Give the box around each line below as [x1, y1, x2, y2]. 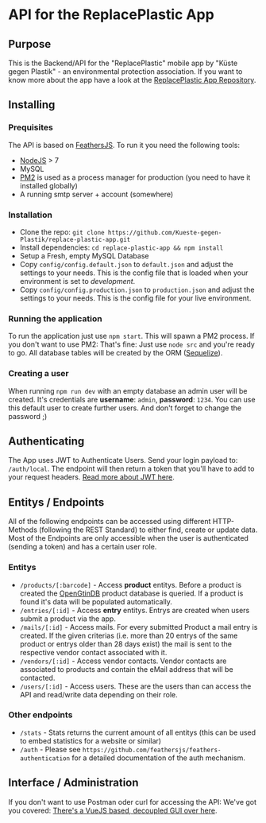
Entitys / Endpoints [8, 495, 105, 509]
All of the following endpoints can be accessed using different [8, 517, 211, 526]
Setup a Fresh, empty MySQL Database [19, 250, 149, 260]
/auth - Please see [19, 744, 81, 754]
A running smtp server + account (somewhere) [19, 189, 174, 199]
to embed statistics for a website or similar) [19, 736, 161, 745]
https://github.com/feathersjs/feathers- [82, 746, 222, 754]
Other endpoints [8, 709, 73, 720]
